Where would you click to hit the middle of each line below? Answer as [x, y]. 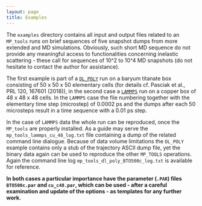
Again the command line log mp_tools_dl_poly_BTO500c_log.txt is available [99, 160]
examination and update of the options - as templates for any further [94, 191]
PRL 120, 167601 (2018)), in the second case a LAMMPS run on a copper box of [101, 91]
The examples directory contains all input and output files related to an [93, 34]
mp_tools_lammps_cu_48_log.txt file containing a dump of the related [91, 135]
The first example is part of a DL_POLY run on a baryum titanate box [89, 78]
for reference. [24, 167]
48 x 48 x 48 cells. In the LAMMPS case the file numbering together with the [98, 98]
